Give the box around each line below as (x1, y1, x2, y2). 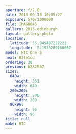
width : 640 (14, 83, 37, 88)
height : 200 (14, 93, 40, 98)
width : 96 (14, 112, 35, 117)
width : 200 (14, 97, 37, 102)
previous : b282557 (5, 64, 44, 69)
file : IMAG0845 (5, 21, 37, 27)
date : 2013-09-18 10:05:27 (5, 12, 62, 17)
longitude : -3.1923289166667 (10, 45, 71, 50)
